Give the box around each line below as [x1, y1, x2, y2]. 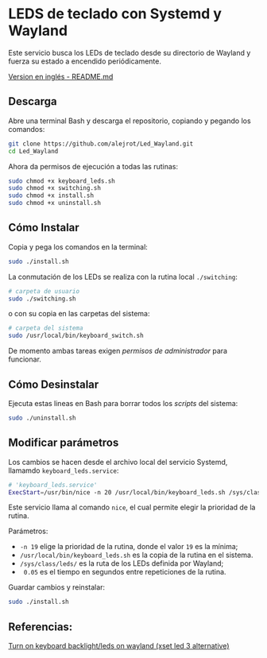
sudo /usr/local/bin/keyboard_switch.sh [8, 331, 145, 340]
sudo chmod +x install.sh [8, 192, 94, 199]
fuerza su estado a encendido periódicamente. [8, 56, 161, 66]
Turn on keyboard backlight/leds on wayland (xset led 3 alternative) [8, 641, 230, 651]
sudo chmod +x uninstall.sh [8, 199, 102, 207]
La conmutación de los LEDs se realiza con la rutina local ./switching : [8, 272, 238, 281]
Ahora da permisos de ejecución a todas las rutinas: [8, 161, 179, 171]
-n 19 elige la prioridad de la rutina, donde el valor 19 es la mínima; [19, 542, 238, 552]
